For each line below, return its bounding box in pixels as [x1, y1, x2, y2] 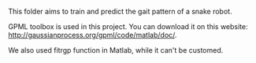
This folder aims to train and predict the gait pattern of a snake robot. [8, 7, 232, 16]
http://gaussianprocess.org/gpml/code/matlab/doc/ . [8, 31, 177, 39]
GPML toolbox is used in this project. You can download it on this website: [8, 22, 248, 31]
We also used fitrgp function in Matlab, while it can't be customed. [8, 46, 224, 54]
